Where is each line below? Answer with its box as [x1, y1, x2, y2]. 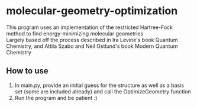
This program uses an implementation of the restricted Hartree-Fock [6, 24, 173, 31]
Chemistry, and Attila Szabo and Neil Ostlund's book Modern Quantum [6, 43, 178, 50]
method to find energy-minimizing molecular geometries [6, 30, 144, 37]
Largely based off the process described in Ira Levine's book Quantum [6, 36, 179, 43]
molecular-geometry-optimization [6, 4, 178, 18]
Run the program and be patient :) [14, 94, 98, 101]
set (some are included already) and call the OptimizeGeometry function [14, 87, 191, 95]
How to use [6, 66, 49, 76]
